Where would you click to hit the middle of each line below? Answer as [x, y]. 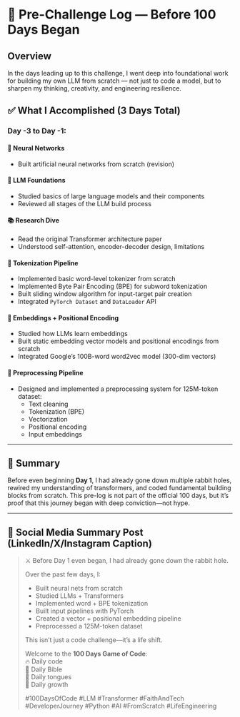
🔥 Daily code [44, 661]
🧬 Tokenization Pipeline [43, 263]
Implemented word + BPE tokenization [92, 604]
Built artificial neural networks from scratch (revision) [96, 164]
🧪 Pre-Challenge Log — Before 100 [112, 15]
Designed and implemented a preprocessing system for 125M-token [118, 389]
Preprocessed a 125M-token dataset [89, 626]
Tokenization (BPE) [56, 411]
